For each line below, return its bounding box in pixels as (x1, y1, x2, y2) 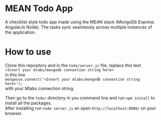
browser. (5, 110, 23, 116)
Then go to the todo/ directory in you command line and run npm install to (5, 95, 155, 101)
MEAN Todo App (5, 3, 73, 14)
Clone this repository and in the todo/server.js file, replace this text (5, 62, 142, 68)
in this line (5, 71, 26, 78)
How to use (5, 47, 51, 57)
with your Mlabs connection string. (5, 86, 75, 91)
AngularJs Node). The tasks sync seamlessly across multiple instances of (5, 24, 152, 30)
